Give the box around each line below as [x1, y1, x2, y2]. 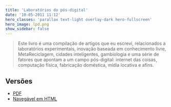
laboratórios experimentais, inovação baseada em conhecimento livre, [17, 46, 166, 52]
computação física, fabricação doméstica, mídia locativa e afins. [17, 62, 154, 68]
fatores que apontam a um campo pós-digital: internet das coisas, [17, 57, 157, 63]
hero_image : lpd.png [5, 21, 50, 27]
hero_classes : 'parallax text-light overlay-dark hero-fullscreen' [5, 17, 153, 22]
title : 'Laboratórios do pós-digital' [5, 7, 88, 13]
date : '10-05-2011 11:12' [5, 12, 60, 17]
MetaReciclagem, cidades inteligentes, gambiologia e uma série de [17, 51, 159, 58]
